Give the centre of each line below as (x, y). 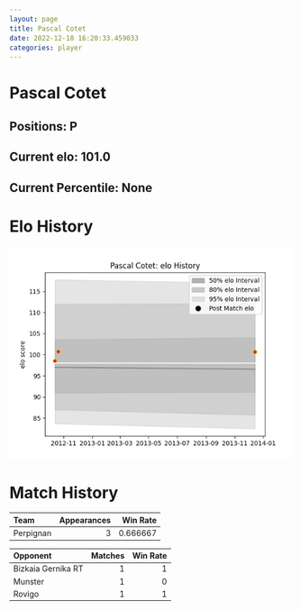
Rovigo (26, 594)
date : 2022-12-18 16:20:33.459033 (74, 38)
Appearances (85, 520)
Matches (108, 556)
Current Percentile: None (81, 188)
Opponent (32, 556)
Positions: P (44, 126)
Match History (64, 492)
